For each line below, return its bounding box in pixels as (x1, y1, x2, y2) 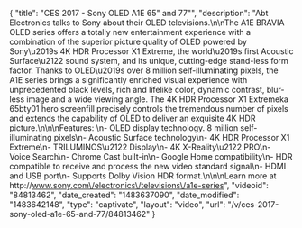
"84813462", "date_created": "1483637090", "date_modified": (9, 189, 240, 200)
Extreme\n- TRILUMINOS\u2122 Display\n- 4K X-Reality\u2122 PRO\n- (9, 141, 271, 152)
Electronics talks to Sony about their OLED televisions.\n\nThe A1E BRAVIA (9, 17, 285, 28)
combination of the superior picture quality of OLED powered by (9, 36, 248, 47)
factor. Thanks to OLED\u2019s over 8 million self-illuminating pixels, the (9, 65, 279, 76)
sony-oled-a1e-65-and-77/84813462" (9, 209, 151, 219)
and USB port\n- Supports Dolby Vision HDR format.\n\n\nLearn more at (9, 170, 277, 181)
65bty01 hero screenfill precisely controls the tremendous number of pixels (9, 104, 288, 114)
